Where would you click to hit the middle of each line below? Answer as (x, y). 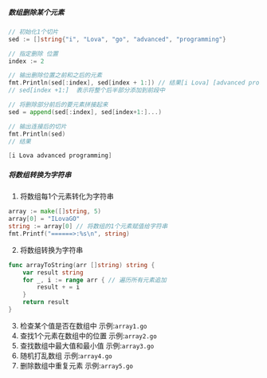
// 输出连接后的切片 (37, 126)
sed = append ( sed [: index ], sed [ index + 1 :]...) (85, 112)
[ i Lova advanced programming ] (60, 156)
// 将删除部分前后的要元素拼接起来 (58, 105)
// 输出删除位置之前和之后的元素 (55, 76)
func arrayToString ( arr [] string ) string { (82, 265)
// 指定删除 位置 (33, 53)
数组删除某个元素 (36, 12)
